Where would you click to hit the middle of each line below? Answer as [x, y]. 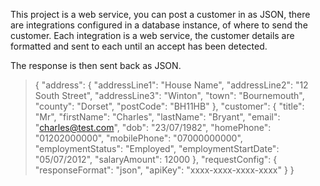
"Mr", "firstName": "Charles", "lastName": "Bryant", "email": [157, 117]
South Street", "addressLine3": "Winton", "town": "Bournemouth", [169, 95]
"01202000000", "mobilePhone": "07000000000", [138, 138]
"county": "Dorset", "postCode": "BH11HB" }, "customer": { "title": [169, 106]
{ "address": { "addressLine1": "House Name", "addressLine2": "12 [171, 85]
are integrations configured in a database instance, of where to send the [159, 25]
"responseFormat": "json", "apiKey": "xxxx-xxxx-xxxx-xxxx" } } [164, 170]
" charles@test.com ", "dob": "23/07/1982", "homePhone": [153, 127]
